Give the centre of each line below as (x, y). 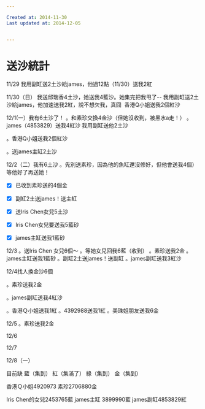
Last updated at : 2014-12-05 (44, 23)
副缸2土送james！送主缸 (46, 198)
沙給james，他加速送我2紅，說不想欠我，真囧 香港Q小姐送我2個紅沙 (93, 105)
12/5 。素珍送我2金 (30, 323)
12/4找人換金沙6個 (30, 271)
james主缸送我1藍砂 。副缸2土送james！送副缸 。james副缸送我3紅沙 (94, 258)
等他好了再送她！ (28, 172)
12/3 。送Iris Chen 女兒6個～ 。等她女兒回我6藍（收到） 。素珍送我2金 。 (99, 250)
